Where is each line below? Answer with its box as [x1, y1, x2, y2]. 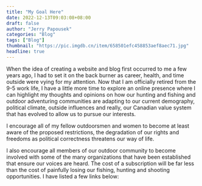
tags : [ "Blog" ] [6, 37, 45, 43]
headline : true [6, 49, 45, 55]
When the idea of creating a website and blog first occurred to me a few [6, 65, 187, 72]
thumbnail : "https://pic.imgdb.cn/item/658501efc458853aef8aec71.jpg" [6, 43, 189, 49]
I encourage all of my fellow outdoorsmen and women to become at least [6, 122, 190, 129]
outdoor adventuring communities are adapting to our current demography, [6, 97, 195, 105]
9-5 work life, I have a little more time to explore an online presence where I [6, 84, 196, 92]
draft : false [6, 20, 40, 26]
